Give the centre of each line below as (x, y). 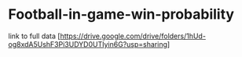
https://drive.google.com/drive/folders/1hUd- (133, 36)
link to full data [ (34, 36)
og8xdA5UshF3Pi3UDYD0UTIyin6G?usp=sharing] (89, 44)
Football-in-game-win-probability (121, 14)
